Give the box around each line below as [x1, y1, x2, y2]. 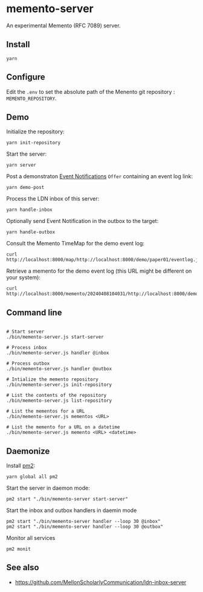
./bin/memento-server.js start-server [6, 334, 104, 341]
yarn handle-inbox [6, 207, 53, 213]
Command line [6, 307, 62, 318]
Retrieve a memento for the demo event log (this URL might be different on [6, 267, 192, 274]
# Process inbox [6, 345, 47, 351]
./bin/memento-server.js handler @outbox [6, 366, 112, 372]
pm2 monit [6, 546, 31, 552]
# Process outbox [6, 361, 50, 367]
